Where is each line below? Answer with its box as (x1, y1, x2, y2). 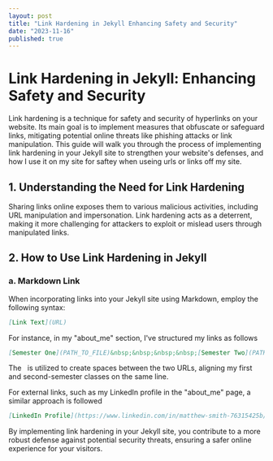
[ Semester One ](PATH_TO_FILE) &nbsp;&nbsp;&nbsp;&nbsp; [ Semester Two (8, 348, 245, 357)
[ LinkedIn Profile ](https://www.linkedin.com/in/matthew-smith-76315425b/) (8, 411, 271, 420)
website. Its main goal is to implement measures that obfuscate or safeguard (8, 123, 265, 132)
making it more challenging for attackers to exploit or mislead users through (8, 219, 262, 228)
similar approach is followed (8, 396, 103, 406)
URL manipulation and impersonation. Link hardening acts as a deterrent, (8, 210, 253, 220)
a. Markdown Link (8, 275, 80, 287)
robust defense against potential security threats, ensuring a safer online (8, 435, 252, 445)
